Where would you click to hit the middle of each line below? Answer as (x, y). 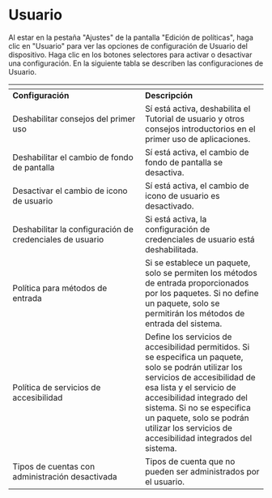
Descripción (169, 95)
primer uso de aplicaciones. (198, 139)
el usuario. (165, 482)
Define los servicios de (189, 337)
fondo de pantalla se (184, 162)
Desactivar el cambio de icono (70, 191)
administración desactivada (65, 476)
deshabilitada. (172, 249)
